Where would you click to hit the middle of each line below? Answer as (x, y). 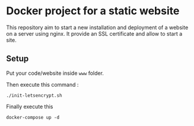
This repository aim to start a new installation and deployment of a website (97, 27)
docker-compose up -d (33, 117)
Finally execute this (30, 106)
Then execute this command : (42, 84)
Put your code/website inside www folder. (55, 73)
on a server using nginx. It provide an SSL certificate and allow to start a (94, 33)
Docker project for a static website (93, 11)
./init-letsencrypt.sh (34, 95)
